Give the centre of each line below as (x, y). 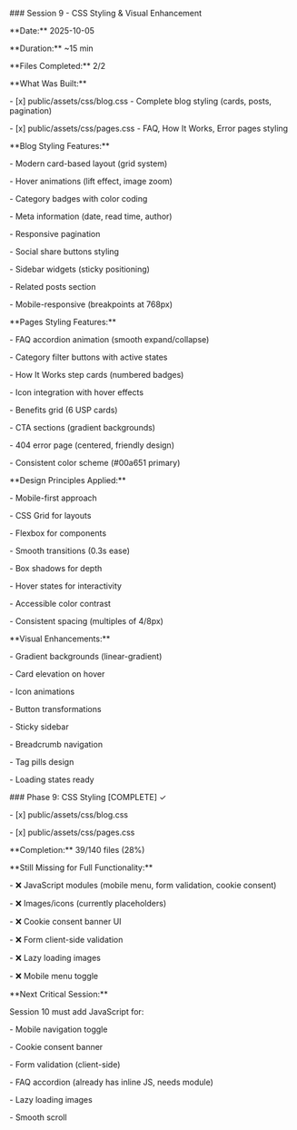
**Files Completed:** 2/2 (58, 66)
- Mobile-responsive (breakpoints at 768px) (91, 304)
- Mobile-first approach (53, 498)
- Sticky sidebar (40, 727)
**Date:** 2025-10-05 (52, 30)
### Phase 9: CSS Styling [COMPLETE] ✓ (88, 797)
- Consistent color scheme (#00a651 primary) (95, 463)
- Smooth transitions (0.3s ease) (69, 550)
